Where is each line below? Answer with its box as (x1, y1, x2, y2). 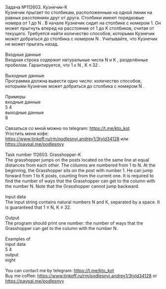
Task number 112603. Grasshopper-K (5, 152, 81, 158)
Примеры (5, 94, 26, 100)
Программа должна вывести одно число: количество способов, (5, 78, 142, 84)
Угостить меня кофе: (5, 131, 49, 136)
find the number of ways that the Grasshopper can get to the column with (5, 178, 156, 184)
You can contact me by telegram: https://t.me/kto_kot (5, 268, 114, 273)
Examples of (5, 236, 31, 242)
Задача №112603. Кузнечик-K (5, 4, 68, 10)
